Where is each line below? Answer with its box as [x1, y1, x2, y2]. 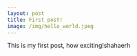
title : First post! [7, 16, 63, 23]
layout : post [7, 10, 45, 17]
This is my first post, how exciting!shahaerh [7, 42, 131, 50]
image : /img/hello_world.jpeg [7, 23, 94, 29]
